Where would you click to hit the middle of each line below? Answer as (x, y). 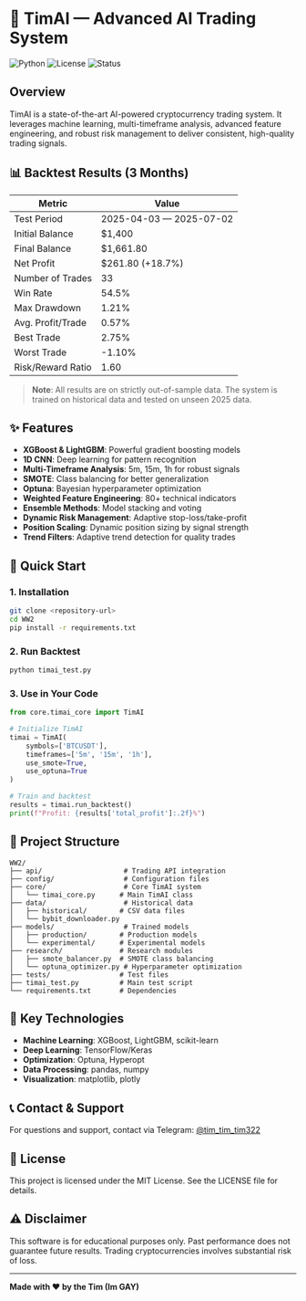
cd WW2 (22, 619)
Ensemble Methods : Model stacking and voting (112, 508)
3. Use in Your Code (54, 693)
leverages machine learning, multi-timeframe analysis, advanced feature (146, 123)
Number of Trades (53, 278)
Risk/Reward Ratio (53, 367)
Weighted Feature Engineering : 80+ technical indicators (129, 498)
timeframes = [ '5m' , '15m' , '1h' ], (89, 754)
